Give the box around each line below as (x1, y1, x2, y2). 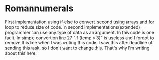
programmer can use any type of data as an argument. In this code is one (5, 29, 154, 35)
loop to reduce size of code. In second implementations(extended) (5, 24, 140, 30)
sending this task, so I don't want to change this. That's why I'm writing (5, 45, 150, 51)
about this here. (5, 50, 37, 56)
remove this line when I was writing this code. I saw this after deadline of (5, 40, 153, 45)
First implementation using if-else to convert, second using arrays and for (5, 19, 155, 25)
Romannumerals (5, 3, 74, 14)
